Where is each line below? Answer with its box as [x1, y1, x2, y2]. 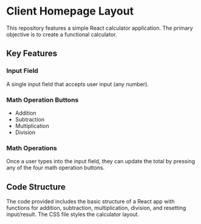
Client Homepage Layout [6, 4, 134, 18]
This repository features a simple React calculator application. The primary [6, 24, 193, 32]
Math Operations [6, 144, 58, 152]
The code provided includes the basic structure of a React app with [6, 198, 175, 205]
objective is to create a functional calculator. [6, 30, 117, 38]
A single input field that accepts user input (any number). [6, 80, 149, 87]
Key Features [6, 49, 58, 59]
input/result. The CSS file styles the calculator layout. [6, 211, 140, 218]
